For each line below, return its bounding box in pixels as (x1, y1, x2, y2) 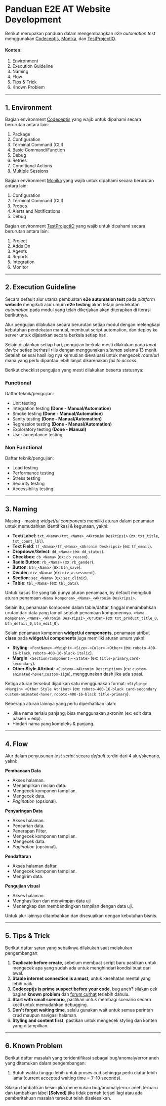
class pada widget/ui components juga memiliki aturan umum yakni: (5, 635, 146, 641)
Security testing (12, 481, 45, 487)
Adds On (12, 243, 31, 249)
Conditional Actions (12, 162, 53, 169)
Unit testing (12, 400, 36, 406)
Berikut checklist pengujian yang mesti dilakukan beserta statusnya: (5, 367, 144, 373)
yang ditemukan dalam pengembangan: (5, 1060, 86, 1066)
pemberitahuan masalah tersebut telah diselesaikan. (5, 1095, 111, 1101)
